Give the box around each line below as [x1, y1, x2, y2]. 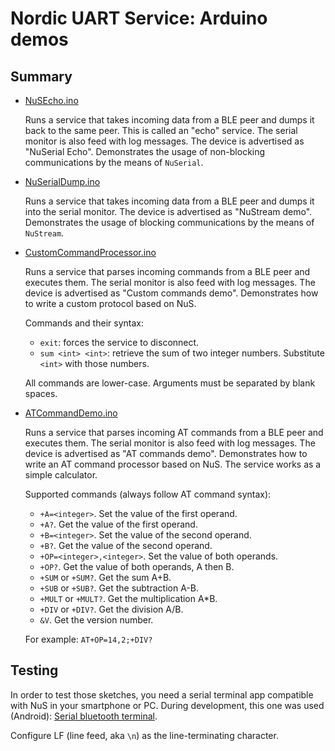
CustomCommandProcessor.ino [24, 247, 157, 258]
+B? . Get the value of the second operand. [39, 540, 213, 551]
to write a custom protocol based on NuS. [24, 298, 197, 309]
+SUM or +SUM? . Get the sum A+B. [39, 572, 172, 583]
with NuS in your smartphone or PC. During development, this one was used [10, 699, 325, 711]
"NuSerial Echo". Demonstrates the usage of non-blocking [24, 146, 266, 157]
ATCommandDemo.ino [24, 407, 118, 419]
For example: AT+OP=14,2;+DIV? [24, 633, 153, 645]
